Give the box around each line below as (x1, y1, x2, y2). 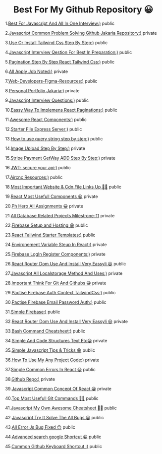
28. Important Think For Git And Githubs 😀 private (5, 280, 107, 286)
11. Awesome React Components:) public (5, 116, 87, 123)
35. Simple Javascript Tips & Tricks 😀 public (5, 347, 95, 353)
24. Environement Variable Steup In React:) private (5, 241, 107, 247)
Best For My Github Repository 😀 (13, 4, 154, 15)
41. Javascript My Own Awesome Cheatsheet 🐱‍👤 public (5, 405, 117, 411)
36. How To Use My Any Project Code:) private (5, 357, 100, 363)
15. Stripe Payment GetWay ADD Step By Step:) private (5, 155, 115, 161)
